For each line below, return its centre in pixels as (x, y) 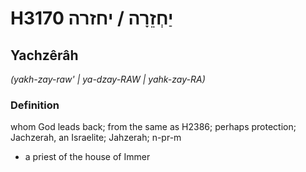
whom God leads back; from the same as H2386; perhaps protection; (153, 127)
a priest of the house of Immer (87, 157)
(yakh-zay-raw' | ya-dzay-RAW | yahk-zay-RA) (108, 79)
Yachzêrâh (44, 55)
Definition (35, 105)
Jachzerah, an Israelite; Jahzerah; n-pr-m (96, 138)
